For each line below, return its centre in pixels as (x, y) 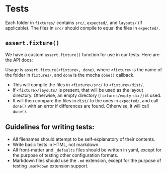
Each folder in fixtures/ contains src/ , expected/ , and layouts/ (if (74, 23)
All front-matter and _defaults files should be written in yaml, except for (87, 150)
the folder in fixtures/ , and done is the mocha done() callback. (70, 75)
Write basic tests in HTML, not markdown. (56, 144)
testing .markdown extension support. (51, 165)
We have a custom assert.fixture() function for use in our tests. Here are (82, 54)
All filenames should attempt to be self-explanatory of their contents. (84, 139)
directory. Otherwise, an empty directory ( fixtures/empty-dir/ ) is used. (87, 95)
